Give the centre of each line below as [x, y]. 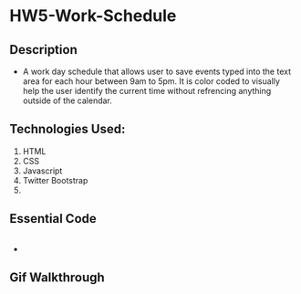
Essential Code [53, 219]
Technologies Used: [67, 129]
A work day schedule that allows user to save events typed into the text [157, 71]
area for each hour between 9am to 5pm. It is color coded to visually [151, 81]
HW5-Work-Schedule [93, 16]
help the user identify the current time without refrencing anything [147, 91]
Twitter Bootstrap [55, 180]
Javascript [42, 171]
